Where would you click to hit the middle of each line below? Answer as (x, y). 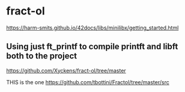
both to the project (41, 56)
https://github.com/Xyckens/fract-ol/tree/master (66, 70)
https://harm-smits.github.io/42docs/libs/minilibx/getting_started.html (92, 28)
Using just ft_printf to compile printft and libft (92, 47)
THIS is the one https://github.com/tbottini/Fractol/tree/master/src (88, 82)
